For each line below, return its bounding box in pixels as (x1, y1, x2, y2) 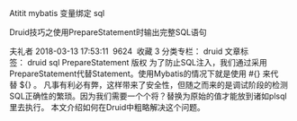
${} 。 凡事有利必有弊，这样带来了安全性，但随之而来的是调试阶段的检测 (19, 80, 288, 90)
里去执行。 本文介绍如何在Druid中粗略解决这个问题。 (9, 102, 205, 112)
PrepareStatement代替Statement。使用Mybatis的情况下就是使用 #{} (9, 68, 261, 79)
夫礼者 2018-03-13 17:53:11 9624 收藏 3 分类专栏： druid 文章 (9, 46, 241, 56)
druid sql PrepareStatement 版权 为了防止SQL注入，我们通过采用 (26, 57, 268, 67)
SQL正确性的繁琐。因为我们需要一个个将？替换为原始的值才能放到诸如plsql (9, 91, 287, 101)
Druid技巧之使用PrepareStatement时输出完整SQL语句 (9, 27, 207, 38)
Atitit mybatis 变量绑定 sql (9, 8, 105, 18)
